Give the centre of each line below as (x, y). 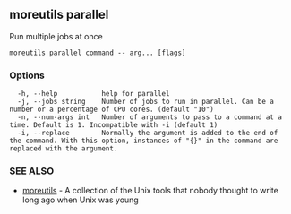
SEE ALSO (32, 171)
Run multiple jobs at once (56, 36)
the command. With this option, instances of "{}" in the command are (144, 141)
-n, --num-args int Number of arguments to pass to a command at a (150, 117)
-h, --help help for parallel (94, 94)
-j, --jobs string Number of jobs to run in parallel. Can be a (146, 102)
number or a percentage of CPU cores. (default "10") (112, 110)
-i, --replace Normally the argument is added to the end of (148, 133)
